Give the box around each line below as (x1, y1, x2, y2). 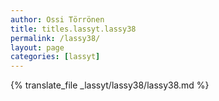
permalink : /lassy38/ (10, 33, 101, 43)
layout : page (10, 42, 65, 53)
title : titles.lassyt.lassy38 (10, 24, 137, 34)
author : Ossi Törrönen (10, 14, 105, 25)
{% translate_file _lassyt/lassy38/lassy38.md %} (10, 79, 210, 91)
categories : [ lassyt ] (10, 52, 101, 62)
